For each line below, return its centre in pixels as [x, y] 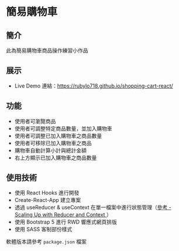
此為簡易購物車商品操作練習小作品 [47, 50]
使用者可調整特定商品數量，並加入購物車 [63, 128]
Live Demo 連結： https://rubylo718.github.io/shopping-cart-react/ [94, 86]
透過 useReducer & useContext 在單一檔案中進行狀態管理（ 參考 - [93, 207]
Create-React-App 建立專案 [48, 200]
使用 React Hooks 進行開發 [47, 193]
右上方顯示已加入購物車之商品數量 [56, 158]
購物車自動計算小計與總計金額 [50, 150]
